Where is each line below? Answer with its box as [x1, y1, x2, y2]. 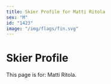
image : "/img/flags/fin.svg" [6, 25, 79, 32]
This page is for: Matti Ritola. [6, 71, 76, 79]
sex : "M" [6, 14, 28, 20]
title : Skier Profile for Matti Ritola [6, 8, 106, 15]
